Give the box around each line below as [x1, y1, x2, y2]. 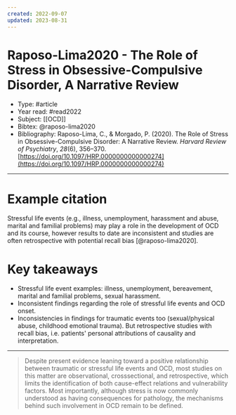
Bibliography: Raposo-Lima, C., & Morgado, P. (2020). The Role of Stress [17, 130, 228, 138]
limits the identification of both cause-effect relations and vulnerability [24, 379, 228, 388]
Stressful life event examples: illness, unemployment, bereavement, [17, 284, 213, 293]
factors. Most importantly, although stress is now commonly [24, 387, 199, 395]
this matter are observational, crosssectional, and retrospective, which [24, 371, 229, 380]
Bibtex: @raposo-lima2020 [17, 122, 96, 131]
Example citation [7, 191, 107, 207]
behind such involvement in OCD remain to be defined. [24, 402, 184, 410]
